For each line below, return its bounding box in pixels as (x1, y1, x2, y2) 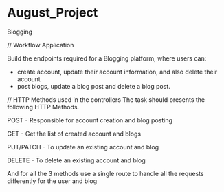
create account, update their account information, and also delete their (16, 67, 218, 76)
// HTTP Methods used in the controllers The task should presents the (7, 95, 205, 104)
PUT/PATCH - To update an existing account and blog (7, 142, 159, 151)
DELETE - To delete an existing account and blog (7, 156, 146, 164)
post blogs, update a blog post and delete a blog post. (16, 82, 170, 90)
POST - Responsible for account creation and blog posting (7, 116, 173, 125)
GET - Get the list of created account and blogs (7, 129, 142, 138)
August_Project (7, 5, 98, 21)
